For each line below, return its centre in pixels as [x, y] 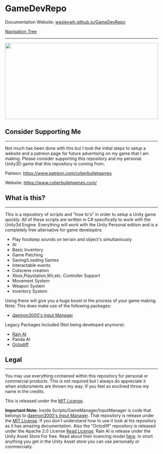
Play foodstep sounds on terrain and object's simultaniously [72, 239]
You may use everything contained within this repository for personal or [77, 376]
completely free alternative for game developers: [54, 230]
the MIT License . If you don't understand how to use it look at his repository [81, 421]
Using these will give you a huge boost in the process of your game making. [81, 300]
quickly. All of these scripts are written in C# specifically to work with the [78, 219]
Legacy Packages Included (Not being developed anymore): [65, 324]
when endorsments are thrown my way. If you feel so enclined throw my [77, 386]
